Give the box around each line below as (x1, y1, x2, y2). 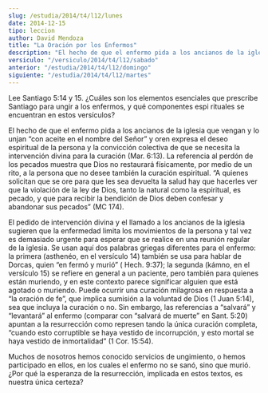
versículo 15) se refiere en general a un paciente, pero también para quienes (8, 268, 259, 278)
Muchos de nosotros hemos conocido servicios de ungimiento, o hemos (8, 351, 246, 361)
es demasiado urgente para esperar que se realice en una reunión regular (8, 234, 250, 244)
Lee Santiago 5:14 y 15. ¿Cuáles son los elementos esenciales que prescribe (8, 93, 258, 102)
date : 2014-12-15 (8, 19, 66, 27)
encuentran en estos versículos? (8, 109, 116, 120)
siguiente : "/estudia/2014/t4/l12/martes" (8, 71, 152, 79)
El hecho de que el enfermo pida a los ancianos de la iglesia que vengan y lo (8, 125, 260, 135)
